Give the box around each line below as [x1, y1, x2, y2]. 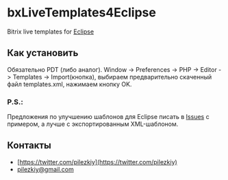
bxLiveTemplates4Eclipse [7, 5, 156, 21]
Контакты [7, 140, 51, 151]
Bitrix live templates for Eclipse [7, 27, 94, 36]
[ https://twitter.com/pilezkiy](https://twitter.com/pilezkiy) [16, 157, 178, 166]
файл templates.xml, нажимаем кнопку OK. [7, 80, 132, 88]
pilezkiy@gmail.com [16, 165, 74, 173]
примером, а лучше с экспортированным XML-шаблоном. [7, 120, 179, 128]
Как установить [7, 47, 79, 59]
